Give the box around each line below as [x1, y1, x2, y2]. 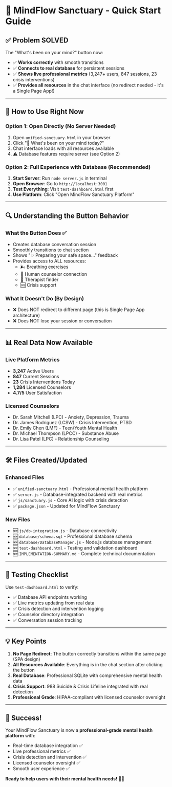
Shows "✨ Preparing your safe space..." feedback [12, 252, 118, 258]
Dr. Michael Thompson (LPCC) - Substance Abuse [12, 430, 119, 436]
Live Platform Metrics [5, 356, 60, 363]
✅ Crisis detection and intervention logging [12, 605, 104, 611]
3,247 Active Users [12, 368, 54, 374]
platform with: [5, 733, 36, 739]
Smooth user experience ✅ [12, 766, 70, 772]
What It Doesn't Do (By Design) [5, 295, 84, 302]
